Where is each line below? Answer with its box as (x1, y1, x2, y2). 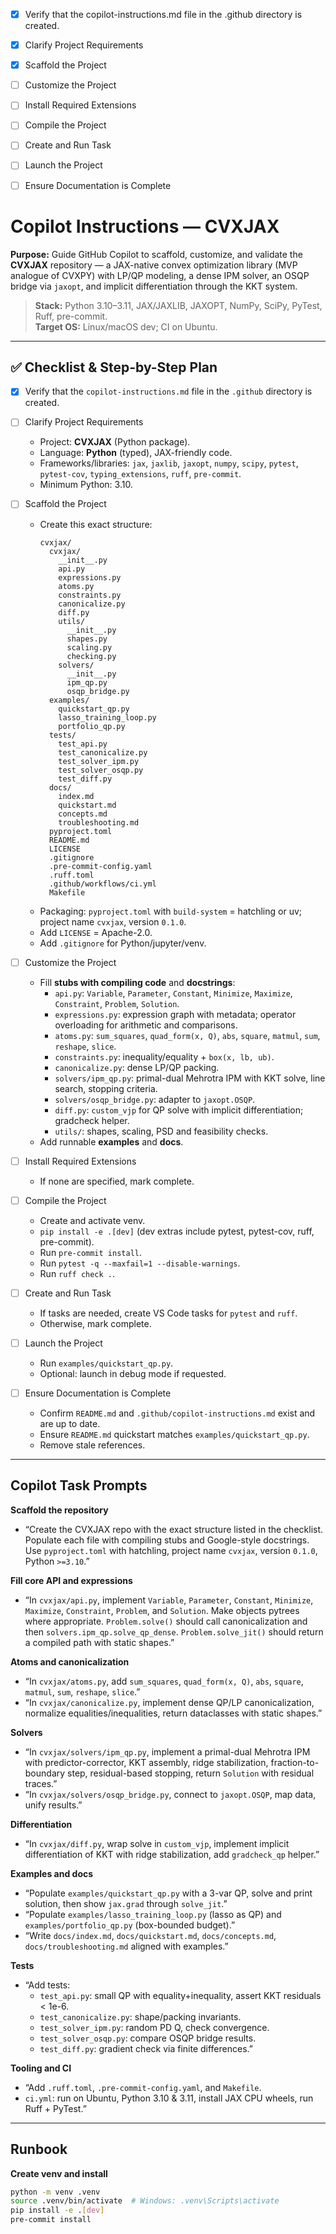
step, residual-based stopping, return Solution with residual (67, 1767, 315, 1779)
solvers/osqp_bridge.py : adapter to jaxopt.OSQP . (54, 1093, 256, 1105)
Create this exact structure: (39, 518, 153, 530)
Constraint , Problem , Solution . (54, 997, 180, 1009)
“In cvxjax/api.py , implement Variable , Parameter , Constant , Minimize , (24, 1594, 314, 1606)
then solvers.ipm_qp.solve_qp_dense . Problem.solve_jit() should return (24, 1625, 324, 1638)
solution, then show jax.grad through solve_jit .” (24, 1897, 228, 1909)
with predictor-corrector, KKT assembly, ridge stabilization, (24, 1756, 269, 1768)
